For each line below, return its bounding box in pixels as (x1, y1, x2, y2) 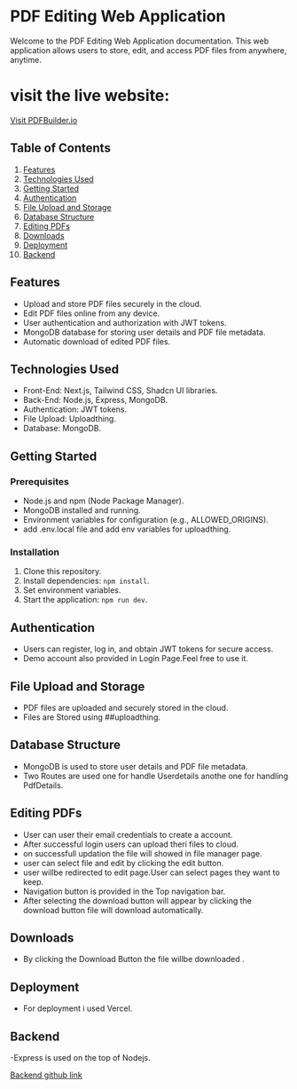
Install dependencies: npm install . (22, 575, 150, 587)
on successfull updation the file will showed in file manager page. (22, 848, 262, 858)
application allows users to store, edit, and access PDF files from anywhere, (10, 44, 287, 55)
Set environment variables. (22, 585, 121, 596)
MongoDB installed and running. (22, 505, 141, 516)
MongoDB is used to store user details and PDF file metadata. (22, 761, 248, 771)
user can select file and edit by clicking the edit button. (22, 857, 224, 868)
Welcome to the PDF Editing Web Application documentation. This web (10, 36, 270, 46)
